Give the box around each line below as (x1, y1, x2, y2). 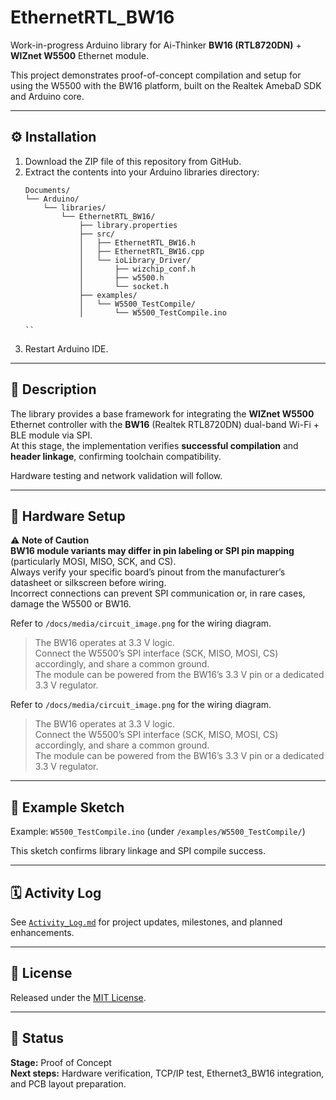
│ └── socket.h (78, 281, 169, 291)
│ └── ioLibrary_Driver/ (78, 255, 192, 265)
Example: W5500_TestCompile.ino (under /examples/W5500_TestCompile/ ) (10, 826, 306, 838)
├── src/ (78, 229, 115, 239)
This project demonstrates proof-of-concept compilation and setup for (10, 69, 302, 81)
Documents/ (24, 185, 71, 195)
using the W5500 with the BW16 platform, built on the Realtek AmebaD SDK (10, 79, 322, 91)
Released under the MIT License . (10, 991, 147, 1003)
